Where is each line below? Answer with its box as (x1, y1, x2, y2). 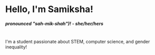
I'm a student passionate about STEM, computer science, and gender (5, 39, 150, 45)
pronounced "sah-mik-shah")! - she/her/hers (5, 20, 104, 26)
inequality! (5, 44, 27, 50)
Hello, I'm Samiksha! (5, 4, 94, 15)
